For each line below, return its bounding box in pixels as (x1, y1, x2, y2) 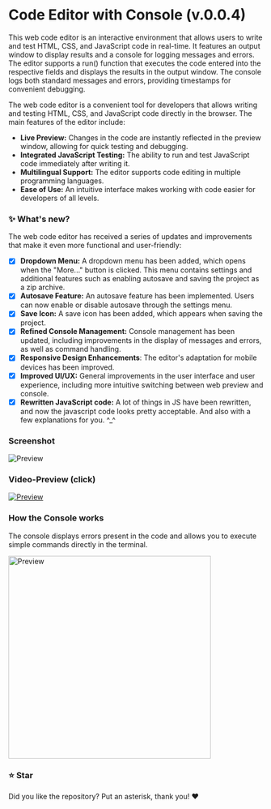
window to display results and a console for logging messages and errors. (8, 49, 255, 59)
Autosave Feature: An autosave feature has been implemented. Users (19, 291, 255, 301)
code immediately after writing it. (19, 158, 131, 168)
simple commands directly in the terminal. (8, 539, 148, 549)
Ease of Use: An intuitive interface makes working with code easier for (19, 184, 256, 194)
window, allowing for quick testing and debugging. (19, 141, 188, 151)
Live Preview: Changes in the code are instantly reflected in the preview (19, 132, 261, 143)
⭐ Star (8, 770, 34, 781)
